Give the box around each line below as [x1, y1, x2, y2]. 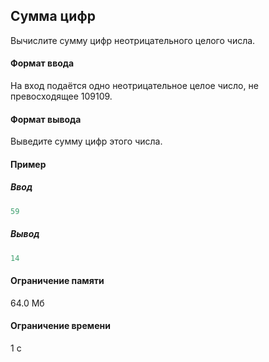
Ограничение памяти [10, 275, 105, 287]
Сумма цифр [10, 8, 96, 25]
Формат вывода [10, 113, 82, 125]
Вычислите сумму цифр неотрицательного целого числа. [10, 34, 256, 46]
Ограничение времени [10, 320, 111, 332]
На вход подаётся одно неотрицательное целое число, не [10, 80, 259, 92]
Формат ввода [10, 57, 75, 69]
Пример [10, 158, 47, 170]
